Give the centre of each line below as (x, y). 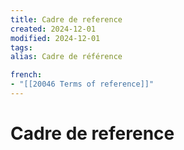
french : (26, 75)
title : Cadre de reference (66, 19)
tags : (21, 47)
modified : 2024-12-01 (55, 38)
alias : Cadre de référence (66, 57)
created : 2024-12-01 (53, 29)
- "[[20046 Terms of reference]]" (82, 84)
